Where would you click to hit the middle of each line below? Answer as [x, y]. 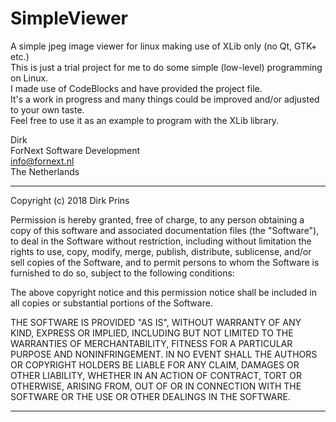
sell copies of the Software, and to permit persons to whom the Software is [165, 262]
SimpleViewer [69, 18]
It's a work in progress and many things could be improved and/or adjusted [165, 99]
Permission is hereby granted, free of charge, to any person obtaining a [157, 219]
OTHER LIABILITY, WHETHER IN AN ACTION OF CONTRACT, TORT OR [156, 375]
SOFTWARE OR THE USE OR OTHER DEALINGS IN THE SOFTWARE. [150, 396]
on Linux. [29, 78]
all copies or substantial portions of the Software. [111, 303]
